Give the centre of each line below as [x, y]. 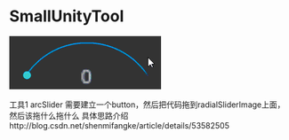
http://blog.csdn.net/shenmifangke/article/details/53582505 [119, 125]
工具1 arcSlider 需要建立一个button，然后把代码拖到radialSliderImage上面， [147, 105]
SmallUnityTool [67, 16]
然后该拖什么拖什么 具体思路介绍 [69, 115]
